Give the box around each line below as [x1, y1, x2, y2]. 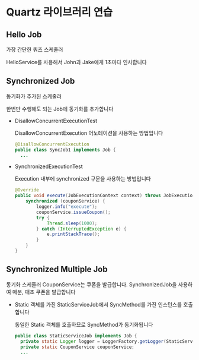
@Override [14, 187, 40, 193]
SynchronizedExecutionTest [14, 163, 83, 170]
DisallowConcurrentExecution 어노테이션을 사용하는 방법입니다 [14, 129, 163, 137]
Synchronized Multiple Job [6, 264, 108, 274]
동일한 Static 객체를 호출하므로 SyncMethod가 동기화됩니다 [14, 321, 153, 328]
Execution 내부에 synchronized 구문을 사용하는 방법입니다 [14, 175, 151, 182]
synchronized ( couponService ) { [25, 198, 105, 204]
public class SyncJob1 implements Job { [14, 147, 116, 153]
